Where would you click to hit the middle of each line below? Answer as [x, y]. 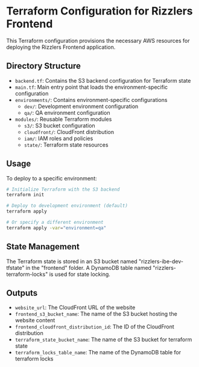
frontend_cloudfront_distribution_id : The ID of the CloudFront [95, 327]
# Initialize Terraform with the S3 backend [63, 189]
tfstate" [15, 267]
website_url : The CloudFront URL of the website [75, 308]
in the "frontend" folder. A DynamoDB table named [89, 267]
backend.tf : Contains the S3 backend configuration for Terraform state [103, 80]
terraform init [25, 195]
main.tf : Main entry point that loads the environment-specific [91, 87]
